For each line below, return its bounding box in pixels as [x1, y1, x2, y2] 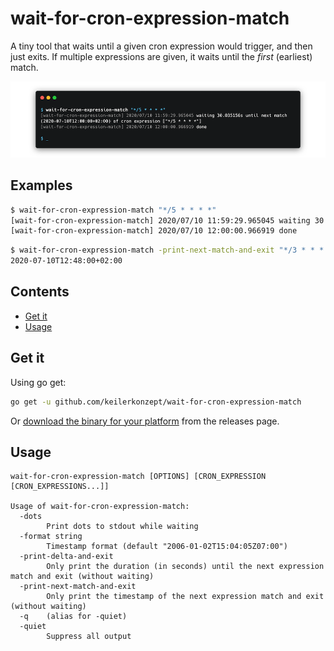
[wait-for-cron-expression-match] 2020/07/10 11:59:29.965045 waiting [10, 215, 311, 226]
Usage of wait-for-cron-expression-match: [10, 502, 190, 512]
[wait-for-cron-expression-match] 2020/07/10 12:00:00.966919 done [10, 226, 298, 236]
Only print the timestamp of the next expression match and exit [46, 592, 325, 602]
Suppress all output [46, 632, 132, 642]
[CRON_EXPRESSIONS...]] [10, 482, 110, 492]
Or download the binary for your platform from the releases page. [10, 415, 280, 427]
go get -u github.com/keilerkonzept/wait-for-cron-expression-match [10, 397, 302, 407]
